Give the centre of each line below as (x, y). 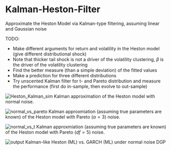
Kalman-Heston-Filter (53, 9)
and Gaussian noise (26, 28)
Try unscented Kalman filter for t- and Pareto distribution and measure (87, 81)
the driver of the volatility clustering (50, 65)
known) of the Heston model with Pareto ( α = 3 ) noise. (63, 117)
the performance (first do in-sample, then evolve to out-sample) (80, 86)
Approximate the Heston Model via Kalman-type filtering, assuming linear (82, 23)
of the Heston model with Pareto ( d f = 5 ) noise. (55, 132)
